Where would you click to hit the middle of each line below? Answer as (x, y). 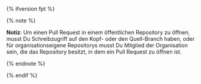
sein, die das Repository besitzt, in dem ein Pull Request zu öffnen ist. (94, 52)
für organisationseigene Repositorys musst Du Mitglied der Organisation (97, 45)
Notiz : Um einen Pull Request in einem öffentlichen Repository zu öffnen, (98, 32)
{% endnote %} (26, 64)
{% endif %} (22, 75)
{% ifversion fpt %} (31, 9)
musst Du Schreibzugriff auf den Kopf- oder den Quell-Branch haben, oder (100, 39)
